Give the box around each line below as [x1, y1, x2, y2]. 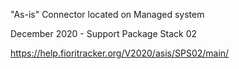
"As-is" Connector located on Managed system [10, 9, 205, 20]
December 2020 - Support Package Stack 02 [10, 28, 198, 39]
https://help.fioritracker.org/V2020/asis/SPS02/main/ [10, 47, 230, 59]
